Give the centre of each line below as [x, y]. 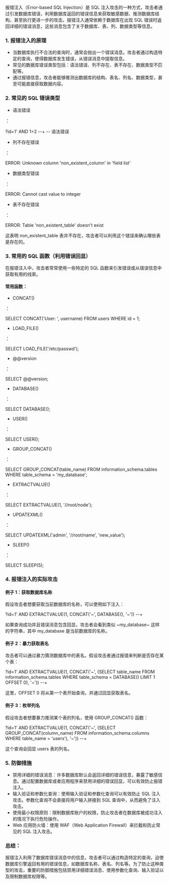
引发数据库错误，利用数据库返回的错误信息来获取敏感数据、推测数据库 [82, 14]
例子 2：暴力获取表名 [27, 643]
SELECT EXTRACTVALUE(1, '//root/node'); [49, 505]
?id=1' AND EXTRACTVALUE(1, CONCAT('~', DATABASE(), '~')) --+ [74, 614]
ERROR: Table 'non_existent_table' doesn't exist [55, 225]
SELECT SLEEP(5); [25, 565]
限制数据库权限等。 [29, 876]
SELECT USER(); [22, 439]
